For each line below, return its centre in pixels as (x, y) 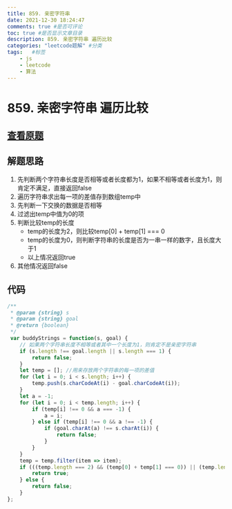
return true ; (51, 474)
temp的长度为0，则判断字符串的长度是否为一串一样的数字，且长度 (121, 240)
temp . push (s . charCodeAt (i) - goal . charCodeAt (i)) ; (106, 384)
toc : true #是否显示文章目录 (45, 33)
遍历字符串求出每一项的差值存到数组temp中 (79, 196)
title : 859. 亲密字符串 (39, 14)
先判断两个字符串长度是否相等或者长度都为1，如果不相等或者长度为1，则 (119, 179)
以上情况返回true (51, 257)
